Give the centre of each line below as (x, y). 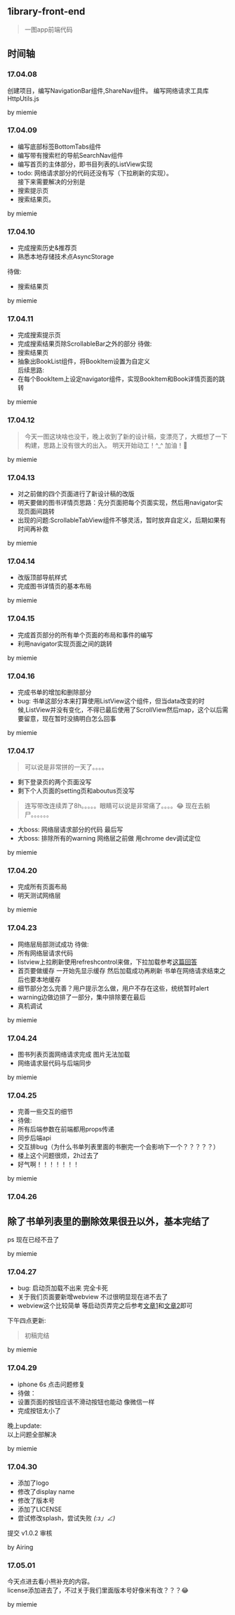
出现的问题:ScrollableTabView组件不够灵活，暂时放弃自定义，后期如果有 (122, 520)
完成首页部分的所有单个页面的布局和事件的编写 (85, 635)
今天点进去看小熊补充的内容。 (50, 1582)
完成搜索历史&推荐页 (47, 248)
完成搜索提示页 (39, 335)
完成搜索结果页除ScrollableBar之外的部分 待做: (85, 344)
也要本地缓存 (42, 979)
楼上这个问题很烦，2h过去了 (58, 1156)
